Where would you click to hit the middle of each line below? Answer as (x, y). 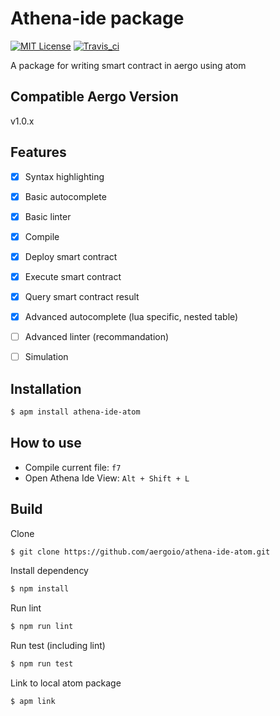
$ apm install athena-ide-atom (75, 412)
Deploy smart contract (71, 256)
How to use (46, 443)
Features (38, 152)
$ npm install (40, 589)
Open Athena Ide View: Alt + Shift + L (107, 478)
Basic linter (48, 216)
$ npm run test (42, 664)
